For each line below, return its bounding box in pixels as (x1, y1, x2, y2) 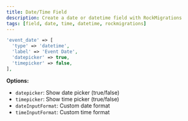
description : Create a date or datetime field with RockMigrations (6, 15, 182, 21)
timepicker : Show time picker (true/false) (15, 95, 119, 103)
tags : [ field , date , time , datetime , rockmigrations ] (6, 20, 147, 26)
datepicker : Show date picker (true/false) (15, 88, 119, 96)
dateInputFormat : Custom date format (15, 102, 110, 109)
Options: (6, 77, 29, 84)
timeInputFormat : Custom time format (15, 108, 110, 115)
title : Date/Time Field (6, 9, 67, 15)
